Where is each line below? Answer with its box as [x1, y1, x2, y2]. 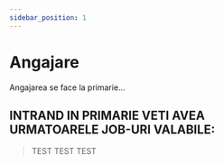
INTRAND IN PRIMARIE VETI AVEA [9, 107, 205, 123]
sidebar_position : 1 [9, 13, 88, 23]
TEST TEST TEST [31, 146, 97, 157]
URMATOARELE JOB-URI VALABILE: [9, 122, 215, 137]
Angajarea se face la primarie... [9, 82, 126, 93]
